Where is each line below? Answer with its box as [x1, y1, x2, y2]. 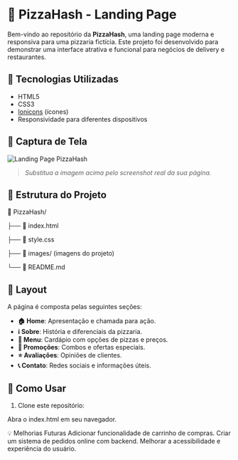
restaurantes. [7, 53, 46, 61]
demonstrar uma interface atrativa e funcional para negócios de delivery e [7, 45, 225, 53]
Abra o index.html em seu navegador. [7, 415, 117, 423]
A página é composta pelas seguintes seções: [7, 303, 142, 311]
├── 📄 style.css [7, 235, 55, 244]
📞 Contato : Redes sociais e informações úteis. [17, 361, 151, 370]
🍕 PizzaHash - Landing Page [7, 6, 177, 23]
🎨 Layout [7, 283, 48, 296]
